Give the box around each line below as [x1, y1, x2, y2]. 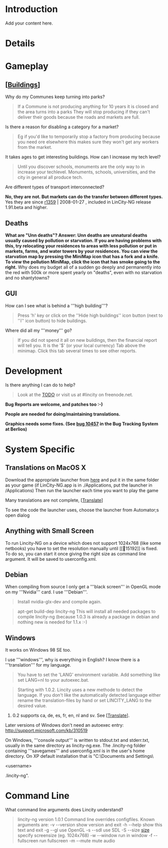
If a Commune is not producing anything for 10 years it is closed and [17, 104, 159, 110]
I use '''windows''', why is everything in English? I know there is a [5, 657, 140, 663]
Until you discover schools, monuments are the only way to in [17, 164, 145, 170]
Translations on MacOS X [5, 464, 86, 472]
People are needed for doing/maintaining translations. [5, 411, 120, 417]
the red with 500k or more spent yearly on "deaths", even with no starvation [5, 269, 162, 275]
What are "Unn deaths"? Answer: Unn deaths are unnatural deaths [5, 232, 147, 238]
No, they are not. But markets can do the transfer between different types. [5, 194, 163, 200]
